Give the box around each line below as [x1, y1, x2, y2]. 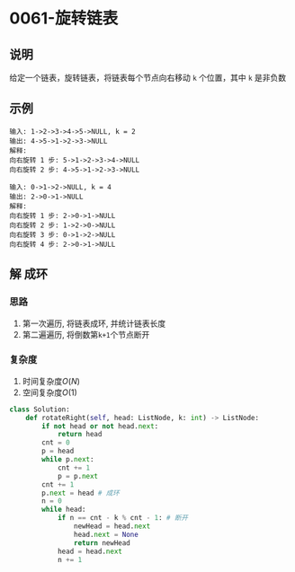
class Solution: [9, 405, 70, 414]
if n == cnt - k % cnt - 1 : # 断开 [57, 514, 189, 523]
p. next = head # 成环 [41, 488, 120, 497]
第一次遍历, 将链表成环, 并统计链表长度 [22, 318, 166, 329]
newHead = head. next [73, 522, 151, 531]
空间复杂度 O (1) [22, 387, 78, 398]
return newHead [73, 538, 130, 548]
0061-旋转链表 [9, 8, 119, 29]
